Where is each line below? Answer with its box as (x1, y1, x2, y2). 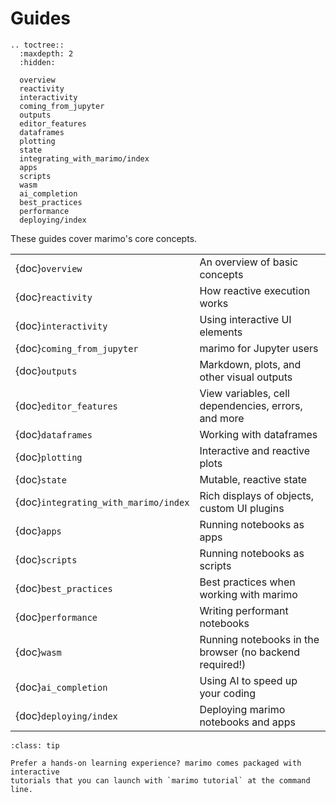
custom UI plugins (199, 501, 285, 515)
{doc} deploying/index (15, 708, 118, 722)
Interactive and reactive (199, 443, 311, 457)
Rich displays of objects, (199, 488, 315, 502)
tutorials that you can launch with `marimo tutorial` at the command (10, 775, 311, 786)
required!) (199, 657, 247, 671)
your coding (199, 686, 257, 700)
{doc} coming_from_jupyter (15, 341, 139, 355)
